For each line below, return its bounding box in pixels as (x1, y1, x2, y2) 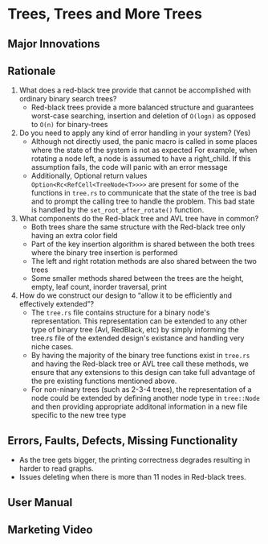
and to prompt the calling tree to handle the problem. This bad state (30, 196, 255, 206)
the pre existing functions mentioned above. (30, 376, 177, 386)
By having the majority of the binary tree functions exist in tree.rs (30, 351, 250, 361)
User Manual (7, 496, 73, 509)
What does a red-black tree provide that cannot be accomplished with (18, 85, 251, 95)
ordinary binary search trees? (18, 94, 117, 104)
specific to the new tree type (30, 410, 127, 420)
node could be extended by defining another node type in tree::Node (30, 394, 260, 403)
